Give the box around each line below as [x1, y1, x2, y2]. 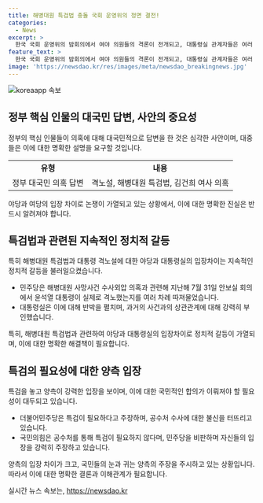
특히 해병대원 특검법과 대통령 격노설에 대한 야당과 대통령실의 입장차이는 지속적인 [8, 257, 254, 266]
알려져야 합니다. [22, 209, 71, 218]
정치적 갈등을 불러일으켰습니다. [8, 266, 104, 276]
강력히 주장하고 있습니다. [34, 442, 111, 453]
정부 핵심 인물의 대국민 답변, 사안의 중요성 [8, 111, 197, 124]
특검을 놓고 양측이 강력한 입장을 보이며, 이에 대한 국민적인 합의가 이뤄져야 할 [8, 386, 241, 396]
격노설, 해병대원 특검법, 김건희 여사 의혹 [91, 177, 229, 188]
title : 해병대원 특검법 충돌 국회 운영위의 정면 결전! [8, 11, 160, 20]
